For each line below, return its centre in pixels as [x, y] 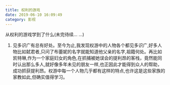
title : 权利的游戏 [23, 10]
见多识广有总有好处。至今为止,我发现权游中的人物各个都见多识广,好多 [85, 45]
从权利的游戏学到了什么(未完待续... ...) [45, 35]
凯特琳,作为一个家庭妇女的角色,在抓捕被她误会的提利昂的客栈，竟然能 [85, 58]
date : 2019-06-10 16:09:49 [34, 15]
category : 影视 [21, 19]
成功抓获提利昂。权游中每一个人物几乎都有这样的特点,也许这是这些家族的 [89, 71]
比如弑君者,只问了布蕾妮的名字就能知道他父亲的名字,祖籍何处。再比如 [90, 52]
